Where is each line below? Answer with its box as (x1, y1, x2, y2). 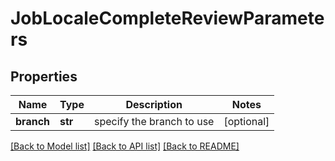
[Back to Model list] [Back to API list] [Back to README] (10, 140, 240, 152)
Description (125, 98, 183, 111)
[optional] (223, 115, 270, 128)
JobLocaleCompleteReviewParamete (10, 7, 325, 30)
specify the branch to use (93, 115, 215, 128)
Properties (10, 68, 78, 85)
